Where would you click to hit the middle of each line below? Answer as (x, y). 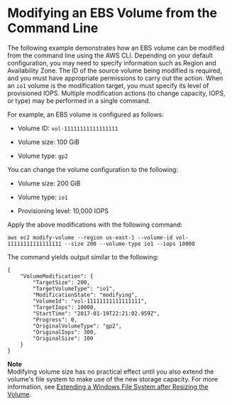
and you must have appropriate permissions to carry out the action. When (115, 78)
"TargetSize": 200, (62, 282)
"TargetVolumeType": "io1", (74, 288)
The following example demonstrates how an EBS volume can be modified (116, 48)
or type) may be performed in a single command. (79, 100)
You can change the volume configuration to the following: (93, 169)
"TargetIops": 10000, (65, 307)
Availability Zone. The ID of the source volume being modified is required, (115, 70)
